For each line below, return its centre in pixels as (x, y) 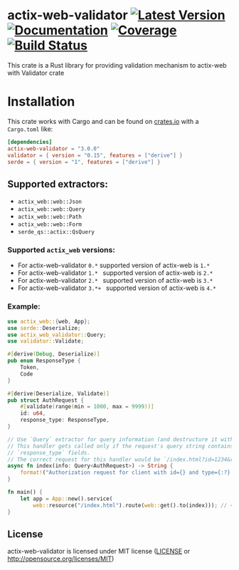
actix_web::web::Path (49, 217)
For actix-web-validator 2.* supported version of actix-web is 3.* (115, 281)
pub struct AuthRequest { (46, 400)
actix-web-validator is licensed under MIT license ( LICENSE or (99, 551)
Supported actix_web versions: (61, 250)
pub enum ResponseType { (44, 361)
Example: (24, 306)
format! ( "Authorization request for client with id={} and (110, 473)
